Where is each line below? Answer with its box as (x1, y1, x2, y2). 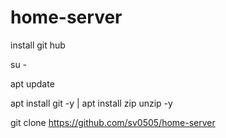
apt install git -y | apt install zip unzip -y (10, 97, 173, 109)
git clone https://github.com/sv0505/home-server (10, 116, 216, 128)
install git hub (10, 39, 66, 51)
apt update (10, 77, 55, 90)
